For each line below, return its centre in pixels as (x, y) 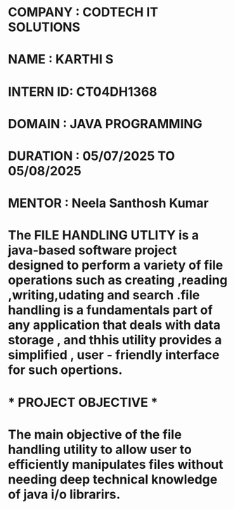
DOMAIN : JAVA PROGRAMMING (105, 124)
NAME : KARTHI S (61, 59)
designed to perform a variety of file (116, 265)
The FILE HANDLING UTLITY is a (104, 235)
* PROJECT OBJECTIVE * (83, 402)
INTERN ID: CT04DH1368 (83, 92)
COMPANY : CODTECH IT (83, 12)
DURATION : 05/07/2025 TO (91, 156)
